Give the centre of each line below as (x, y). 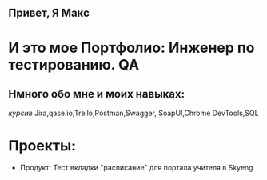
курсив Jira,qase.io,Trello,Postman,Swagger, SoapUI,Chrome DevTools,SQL (133, 113)
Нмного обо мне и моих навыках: (97, 94)
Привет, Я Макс (49, 13)
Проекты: (42, 145)
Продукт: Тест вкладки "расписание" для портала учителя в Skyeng (136, 168)
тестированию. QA (74, 64)
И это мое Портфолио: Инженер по (132, 48)
